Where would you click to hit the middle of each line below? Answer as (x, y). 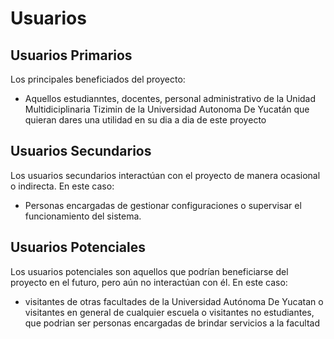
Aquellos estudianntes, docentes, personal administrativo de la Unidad (170, 98)
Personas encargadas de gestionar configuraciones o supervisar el (163, 205)
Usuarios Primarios (71, 55)
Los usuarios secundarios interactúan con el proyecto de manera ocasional (165, 175)
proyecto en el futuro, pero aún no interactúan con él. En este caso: (149, 282)
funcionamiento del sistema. (83, 216)
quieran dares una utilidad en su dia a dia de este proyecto (145, 120)
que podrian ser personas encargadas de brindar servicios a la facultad (172, 323)
